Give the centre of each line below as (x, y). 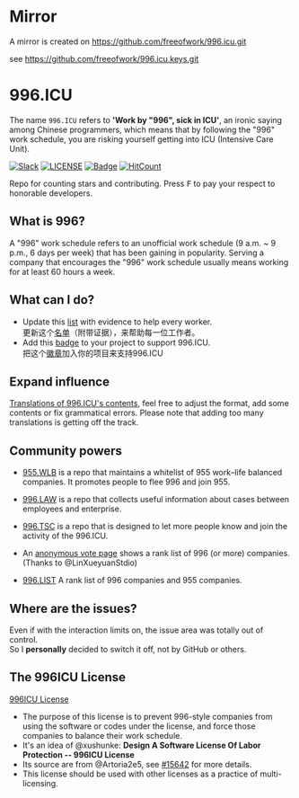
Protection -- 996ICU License (78, 754)
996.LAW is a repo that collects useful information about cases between (156, 500)
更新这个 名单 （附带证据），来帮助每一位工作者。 (111, 332)
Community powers (66, 451)
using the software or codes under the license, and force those (139, 726)
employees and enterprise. (72, 509)
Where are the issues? (73, 608)
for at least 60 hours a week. (62, 271)
